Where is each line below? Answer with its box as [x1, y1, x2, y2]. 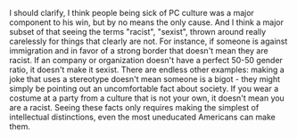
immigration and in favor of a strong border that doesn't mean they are [9, 45, 269, 56]
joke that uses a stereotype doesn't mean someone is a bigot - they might [9, 74, 281, 84]
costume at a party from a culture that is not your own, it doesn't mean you [9, 93, 285, 103]
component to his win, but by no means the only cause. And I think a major [9, 17, 284, 28]
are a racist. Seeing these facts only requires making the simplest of [9, 102, 260, 112]
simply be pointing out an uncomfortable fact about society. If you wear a [9, 84, 279, 94]
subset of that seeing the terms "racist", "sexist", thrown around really [9, 27, 267, 37]
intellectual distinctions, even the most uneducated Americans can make [9, 111, 276, 122]
